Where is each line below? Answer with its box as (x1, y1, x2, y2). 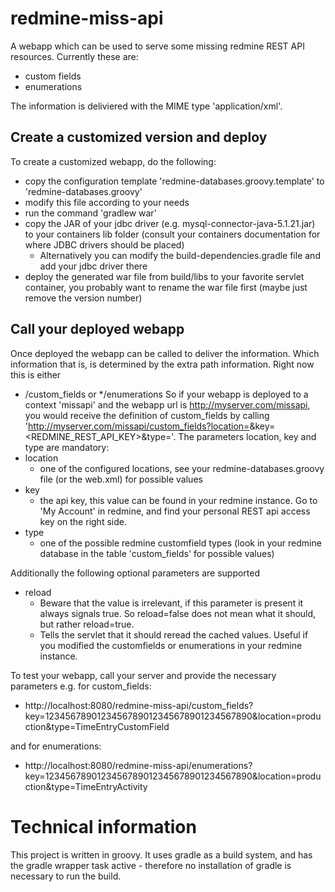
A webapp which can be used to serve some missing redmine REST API (10, 40, 305, 52)
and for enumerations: (10, 740, 102, 752)
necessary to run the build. (10, 870, 122, 882)
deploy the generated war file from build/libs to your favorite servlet (24, 270, 305, 282)
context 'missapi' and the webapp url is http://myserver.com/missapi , (24, 398, 311, 411)
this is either (10, 368, 62, 381)
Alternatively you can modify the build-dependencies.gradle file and (39, 249, 321, 261)
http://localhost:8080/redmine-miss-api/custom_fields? (24, 699, 254, 711)
